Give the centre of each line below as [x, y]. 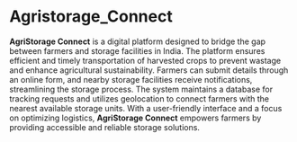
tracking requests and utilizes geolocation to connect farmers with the [139, 98]
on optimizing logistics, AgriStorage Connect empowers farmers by [135, 118]
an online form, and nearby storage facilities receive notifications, [131, 79]
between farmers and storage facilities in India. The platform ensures [137, 50]
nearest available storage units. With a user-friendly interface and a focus [146, 108]
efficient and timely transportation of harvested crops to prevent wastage [145, 60]
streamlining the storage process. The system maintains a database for [141, 89]
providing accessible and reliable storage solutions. [105, 127]
